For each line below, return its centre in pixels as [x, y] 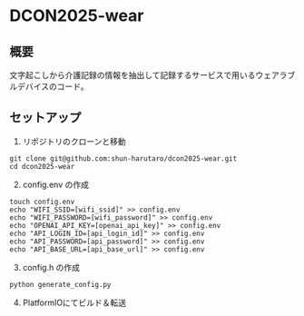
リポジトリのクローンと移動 [74, 141]
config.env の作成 [55, 184]
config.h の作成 [51, 267]
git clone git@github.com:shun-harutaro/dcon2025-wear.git [123, 158]
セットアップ [45, 118]
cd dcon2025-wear [42, 166]
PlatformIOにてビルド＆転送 [74, 302]
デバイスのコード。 [53, 86]
